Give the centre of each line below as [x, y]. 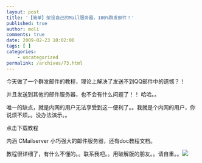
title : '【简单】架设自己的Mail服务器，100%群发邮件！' [70, 18]
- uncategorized [38, 57]
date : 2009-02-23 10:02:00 [40, 40]
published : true [27, 23]
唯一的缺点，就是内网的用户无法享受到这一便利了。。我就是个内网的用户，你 [101, 107]
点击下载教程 [22, 128]
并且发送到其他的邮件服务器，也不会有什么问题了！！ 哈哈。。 [83, 94]
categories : [21, 52]
